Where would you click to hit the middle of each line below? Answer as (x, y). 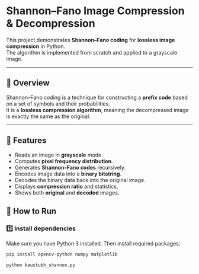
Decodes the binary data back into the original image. (80, 180)
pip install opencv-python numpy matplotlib (62, 254)
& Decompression (51, 23)
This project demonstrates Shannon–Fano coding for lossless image (91, 40)
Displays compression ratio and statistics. (66, 186)
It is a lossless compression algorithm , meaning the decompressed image (97, 110)
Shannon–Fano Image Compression (95, 11)
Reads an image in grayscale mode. (59, 155)
